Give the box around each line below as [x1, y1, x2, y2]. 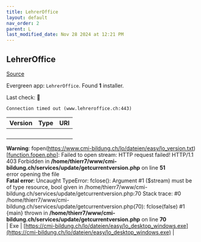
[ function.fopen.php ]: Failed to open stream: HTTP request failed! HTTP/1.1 [6, 151, 194, 158]
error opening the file [6, 170, 60, 178]
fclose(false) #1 [146, 202, 185, 210]
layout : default [6, 15, 48, 21]
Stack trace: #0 [142, 190, 182, 197]
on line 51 [141, 164, 166, 171]
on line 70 [141, 215, 167, 223]
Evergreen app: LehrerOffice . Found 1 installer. [6, 81, 124, 89]
